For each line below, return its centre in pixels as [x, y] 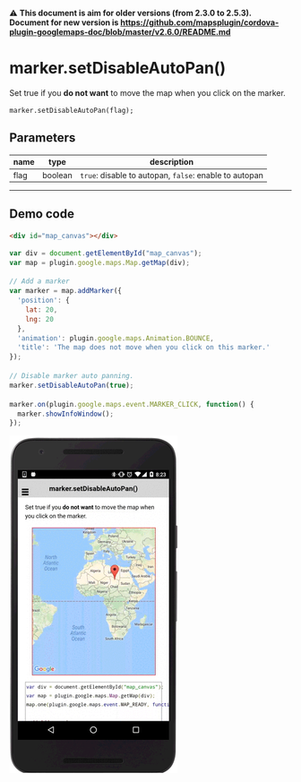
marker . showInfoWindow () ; [66, 414]
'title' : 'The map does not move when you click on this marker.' [144, 348]
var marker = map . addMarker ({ [66, 291]
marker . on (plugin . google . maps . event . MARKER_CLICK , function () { [132, 404]
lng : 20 [39, 319]
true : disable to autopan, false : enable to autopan [172, 175]
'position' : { [43, 301]
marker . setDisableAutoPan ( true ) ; [72, 385]
